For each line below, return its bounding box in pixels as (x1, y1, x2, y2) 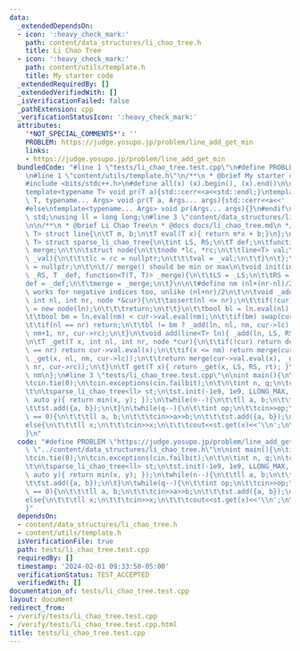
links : (25, 146, 50, 155)
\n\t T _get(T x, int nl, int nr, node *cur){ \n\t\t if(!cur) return (25, 337, 281, 346)
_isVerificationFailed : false (17, 96, 129, 106)
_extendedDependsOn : (17, 21, 94, 30)
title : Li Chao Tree (25, 46, 102, 55)
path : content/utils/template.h (25, 63, 146, 72)
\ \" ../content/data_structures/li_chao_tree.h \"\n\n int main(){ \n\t (25, 445, 290, 454)
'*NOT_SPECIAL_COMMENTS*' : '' (25, 130, 138, 139)
